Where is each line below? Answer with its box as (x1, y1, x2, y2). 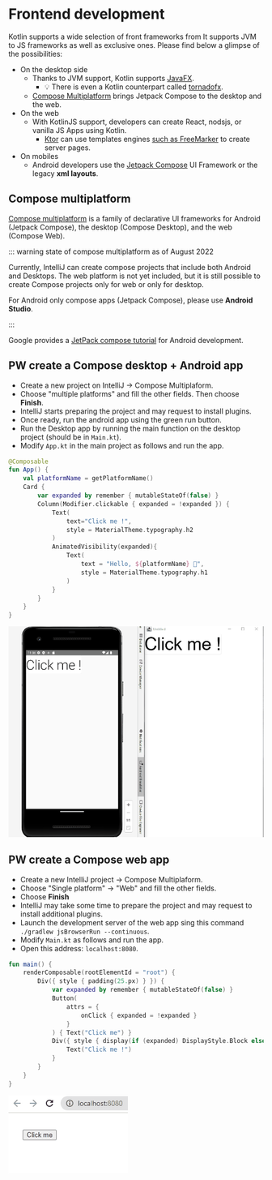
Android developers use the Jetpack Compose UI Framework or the (32, 160, 258, 169)
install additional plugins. (19, 909, 104, 919)
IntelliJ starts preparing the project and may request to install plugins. (19, 406, 253, 416)
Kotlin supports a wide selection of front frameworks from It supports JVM (8, 32, 257, 41)
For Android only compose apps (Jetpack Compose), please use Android (8, 295, 253, 305)
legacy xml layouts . (32, 168, 99, 178)
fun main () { (8, 960, 53, 968)
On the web (19, 108, 59, 118)
